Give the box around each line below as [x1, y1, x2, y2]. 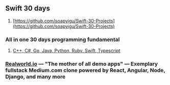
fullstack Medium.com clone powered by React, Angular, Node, [5, 67, 165, 74]
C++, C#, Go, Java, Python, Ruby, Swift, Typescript [12, 48, 121, 54]
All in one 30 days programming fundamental [5, 36, 120, 43]
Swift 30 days [5, 4, 50, 13]
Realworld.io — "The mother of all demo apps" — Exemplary [5, 60, 158, 68]
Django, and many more [5, 73, 66, 80]
